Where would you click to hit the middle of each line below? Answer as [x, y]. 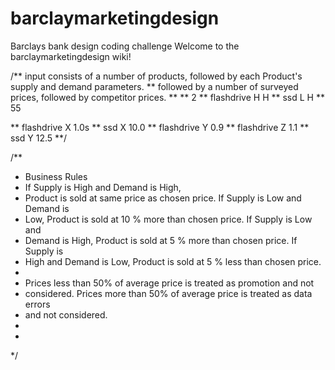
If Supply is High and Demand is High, [103, 187]
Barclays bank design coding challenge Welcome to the [125, 46]
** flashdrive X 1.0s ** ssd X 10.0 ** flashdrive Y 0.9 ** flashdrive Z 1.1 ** [160, 127]
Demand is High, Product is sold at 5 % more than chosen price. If [161, 240]
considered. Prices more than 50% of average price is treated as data [168, 293]
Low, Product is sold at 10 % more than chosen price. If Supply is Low [168, 219]
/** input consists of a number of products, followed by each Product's [156, 76]
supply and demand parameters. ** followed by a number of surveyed [154, 86]
